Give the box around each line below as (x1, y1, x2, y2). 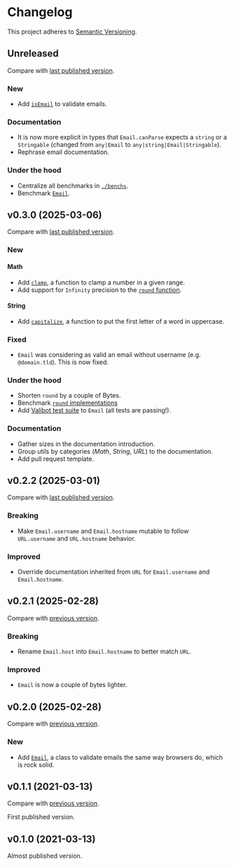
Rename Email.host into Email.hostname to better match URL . (17, 647, 191, 656)
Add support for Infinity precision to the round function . (17, 285, 182, 294)
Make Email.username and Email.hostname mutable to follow (17, 527, 189, 535)
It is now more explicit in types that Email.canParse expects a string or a (17, 133, 228, 141)
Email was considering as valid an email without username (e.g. (17, 351, 201, 359)
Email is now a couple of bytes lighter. (17, 681, 128, 689)
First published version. (7, 813, 75, 821)
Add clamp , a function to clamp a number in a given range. (17, 278, 186, 286)
